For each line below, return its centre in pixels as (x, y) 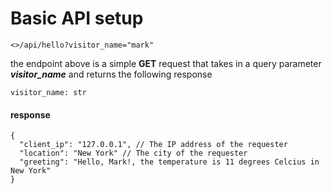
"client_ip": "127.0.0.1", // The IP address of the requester (153, 145)
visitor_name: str (48, 92)
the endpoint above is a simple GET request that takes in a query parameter (166, 63)
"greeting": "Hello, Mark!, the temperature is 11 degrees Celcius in (169, 162)
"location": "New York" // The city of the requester (133, 153)
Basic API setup (77, 18)
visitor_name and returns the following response (111, 74)
